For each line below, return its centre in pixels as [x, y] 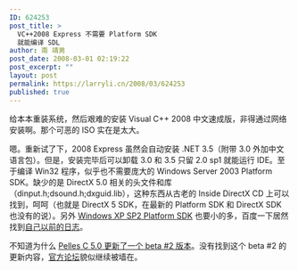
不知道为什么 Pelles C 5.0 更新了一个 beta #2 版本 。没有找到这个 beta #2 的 [148, 245]
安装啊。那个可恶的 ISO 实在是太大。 [77, 129]
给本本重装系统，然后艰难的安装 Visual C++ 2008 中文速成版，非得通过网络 [148, 119]
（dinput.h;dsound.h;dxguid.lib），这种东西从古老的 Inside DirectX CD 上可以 [149, 193]
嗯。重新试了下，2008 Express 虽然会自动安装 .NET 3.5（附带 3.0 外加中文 [147, 149]
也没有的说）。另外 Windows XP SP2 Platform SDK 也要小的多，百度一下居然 [149, 216]
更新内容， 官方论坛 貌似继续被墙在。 [76, 257]
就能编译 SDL [39, 42]
